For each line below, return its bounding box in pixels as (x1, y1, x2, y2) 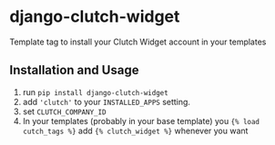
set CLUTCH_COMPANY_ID (22, 106, 107, 117)
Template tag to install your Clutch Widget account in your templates (9, 36, 267, 47)
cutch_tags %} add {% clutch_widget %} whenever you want (22, 125, 249, 136)
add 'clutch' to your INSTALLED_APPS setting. (22, 96, 191, 107)
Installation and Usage (9, 63, 139, 78)
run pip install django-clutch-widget (22, 86, 168, 97)
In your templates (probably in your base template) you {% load (22, 115, 260, 126)
